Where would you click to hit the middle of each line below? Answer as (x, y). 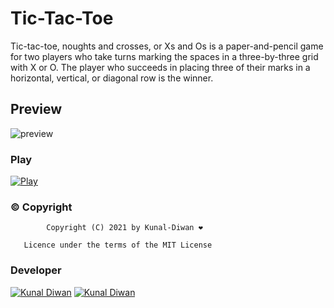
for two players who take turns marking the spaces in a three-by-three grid (164, 56)
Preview (36, 109)
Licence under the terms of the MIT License (118, 245)
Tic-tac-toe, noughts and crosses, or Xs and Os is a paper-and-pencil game (167, 46)
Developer (36, 270)
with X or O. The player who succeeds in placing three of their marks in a (160, 67)
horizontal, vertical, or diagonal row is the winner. (112, 78)
